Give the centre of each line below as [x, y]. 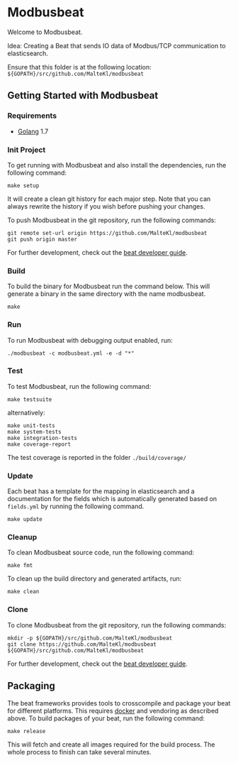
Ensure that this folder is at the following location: [80, 67]
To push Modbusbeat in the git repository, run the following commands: [112, 220]
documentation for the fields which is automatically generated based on [112, 499]
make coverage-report [39, 444]
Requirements [32, 116]
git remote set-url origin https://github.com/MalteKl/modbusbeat [107, 233]
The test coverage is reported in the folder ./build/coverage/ [97, 457]
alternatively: [26, 412]
